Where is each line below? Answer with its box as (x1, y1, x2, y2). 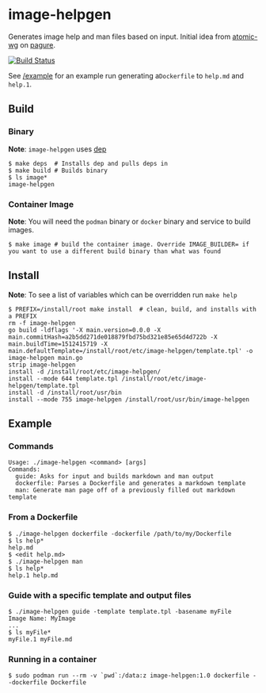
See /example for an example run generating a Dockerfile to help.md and (8, 71, 244, 80)
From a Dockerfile (8, 511, 78, 523)
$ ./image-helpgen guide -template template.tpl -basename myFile (8, 608, 232, 616)
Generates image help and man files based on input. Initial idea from (8, 32, 231, 41)
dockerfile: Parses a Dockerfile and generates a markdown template (15, 480, 246, 488)
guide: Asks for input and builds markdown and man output (15, 473, 215, 481)
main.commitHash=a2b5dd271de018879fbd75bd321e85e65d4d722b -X (8, 333, 218, 341)
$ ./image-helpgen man (8, 557, 83, 565)
